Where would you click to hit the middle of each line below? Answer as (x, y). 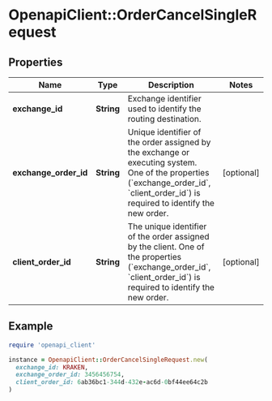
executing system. (162, 162)
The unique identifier (167, 226)
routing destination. (164, 119)
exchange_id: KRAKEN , (52, 367)
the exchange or (159, 152)
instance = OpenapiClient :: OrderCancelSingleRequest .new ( (108, 360)
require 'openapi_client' (52, 345)
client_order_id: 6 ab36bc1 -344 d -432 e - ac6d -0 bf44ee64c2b (112, 382)
